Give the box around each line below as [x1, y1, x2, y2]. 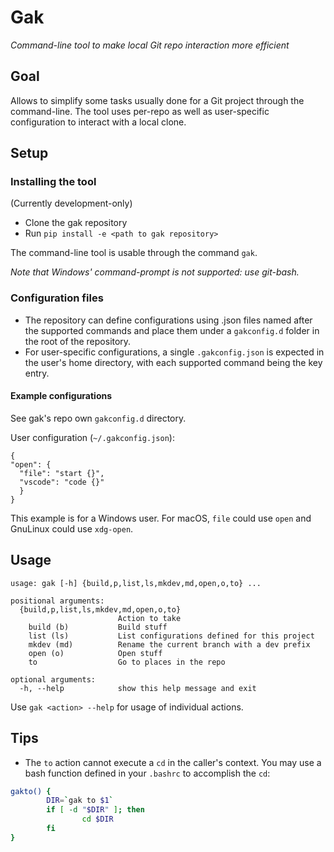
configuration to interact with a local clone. [10, 116, 187, 128]
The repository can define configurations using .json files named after [24, 314, 313, 326]
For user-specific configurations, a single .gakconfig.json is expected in [24, 346, 325, 358]
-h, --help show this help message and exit [19, 683, 257, 693]
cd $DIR [81, 814, 114, 825]
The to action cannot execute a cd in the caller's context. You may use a [24, 756, 322, 768]
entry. [24, 367, 50, 379]
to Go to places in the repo [28, 657, 226, 667]
